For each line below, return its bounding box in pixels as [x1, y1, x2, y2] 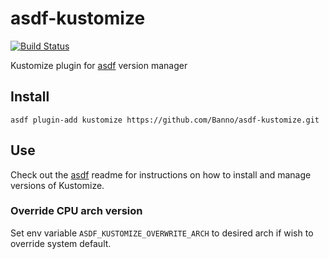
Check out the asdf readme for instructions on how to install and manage [10, 168, 312, 181]
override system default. [10, 237, 112, 249]
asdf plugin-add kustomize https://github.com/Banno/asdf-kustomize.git [10, 115, 320, 125]
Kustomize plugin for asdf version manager [10, 59, 188, 71]
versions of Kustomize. [10, 179, 105, 191]
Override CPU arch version [10, 204, 143, 218]
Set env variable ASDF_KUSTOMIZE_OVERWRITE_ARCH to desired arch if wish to [10, 227, 314, 239]
